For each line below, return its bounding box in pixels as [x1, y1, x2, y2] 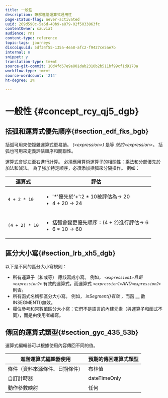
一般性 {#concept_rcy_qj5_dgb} [5, 106, 139, 117]
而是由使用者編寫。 [23, 312, 64, 318]
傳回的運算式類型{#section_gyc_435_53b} [5, 328, 139, 336]
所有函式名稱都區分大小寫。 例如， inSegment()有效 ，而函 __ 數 [12, 293, 145, 299]
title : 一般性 [5, 7, 33, 13]
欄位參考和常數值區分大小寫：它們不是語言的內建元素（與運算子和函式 [12, 306, 158, 312]
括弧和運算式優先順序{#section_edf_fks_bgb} [5, 127, 149, 136]
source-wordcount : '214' [5, 73, 57, 78]
